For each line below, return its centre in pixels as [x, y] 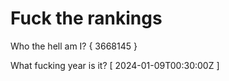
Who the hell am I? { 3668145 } [74, 46]
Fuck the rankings [86, 18]
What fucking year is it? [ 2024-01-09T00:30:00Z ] [115, 65]
